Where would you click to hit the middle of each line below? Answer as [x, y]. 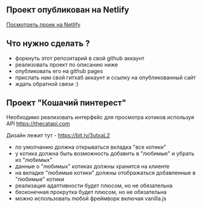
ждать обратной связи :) [47, 83]
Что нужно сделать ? [48, 44]
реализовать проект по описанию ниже [67, 64]
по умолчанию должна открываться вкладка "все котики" [90, 147]
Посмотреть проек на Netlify [43, 24]
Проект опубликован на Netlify [68, 10]
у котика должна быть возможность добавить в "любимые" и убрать [105, 154]
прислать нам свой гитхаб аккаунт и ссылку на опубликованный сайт [106, 77]
